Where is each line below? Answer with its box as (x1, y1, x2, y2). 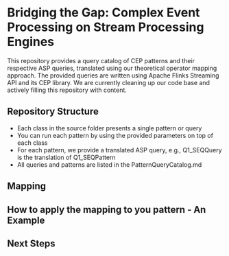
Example (7, 214, 45, 226)
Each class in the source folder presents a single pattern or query (16, 124, 202, 132)
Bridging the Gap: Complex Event (7, 5, 200, 21)
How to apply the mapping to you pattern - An (7, 204, 206, 216)
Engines (7, 34, 55, 49)
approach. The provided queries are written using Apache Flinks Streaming (7, 71, 219, 80)
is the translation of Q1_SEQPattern (16, 153, 116, 161)
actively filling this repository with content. (7, 86, 127, 94)
